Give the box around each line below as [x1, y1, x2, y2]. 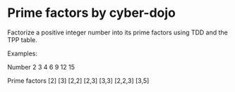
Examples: [7, 49, 37, 58]
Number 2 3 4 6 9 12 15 [7, 63, 76, 71]
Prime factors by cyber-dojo [7, 5, 176, 21]
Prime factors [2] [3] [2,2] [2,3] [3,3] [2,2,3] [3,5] [7, 76, 150, 85]
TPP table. [7, 35, 37, 44]
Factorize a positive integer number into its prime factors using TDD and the [7, 28, 228, 37]
